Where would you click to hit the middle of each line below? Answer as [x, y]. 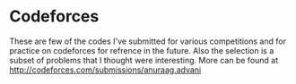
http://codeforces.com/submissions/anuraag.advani [105, 70]
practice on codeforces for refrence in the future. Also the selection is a [142, 50]
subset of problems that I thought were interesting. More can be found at [144, 60]
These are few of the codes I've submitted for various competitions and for [148, 41]
